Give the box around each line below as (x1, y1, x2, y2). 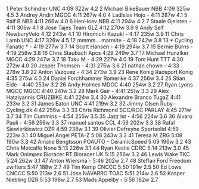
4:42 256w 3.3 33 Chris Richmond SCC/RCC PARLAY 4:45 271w (33, 107, 192, 113)
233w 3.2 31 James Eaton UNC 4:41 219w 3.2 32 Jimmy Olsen (6, 100, 159, 107)
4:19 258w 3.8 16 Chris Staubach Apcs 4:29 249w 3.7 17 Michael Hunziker (6, 49, 189, 56)
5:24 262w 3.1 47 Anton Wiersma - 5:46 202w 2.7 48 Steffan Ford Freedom (6, 157, 192, 164)
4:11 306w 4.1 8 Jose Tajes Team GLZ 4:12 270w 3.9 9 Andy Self (6, 24, 164, 31)
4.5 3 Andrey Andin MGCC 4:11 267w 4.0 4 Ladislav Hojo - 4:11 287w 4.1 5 (6, 11, 188, 18)
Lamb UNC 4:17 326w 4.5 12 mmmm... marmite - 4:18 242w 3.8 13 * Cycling (6, 37, 194, 44)
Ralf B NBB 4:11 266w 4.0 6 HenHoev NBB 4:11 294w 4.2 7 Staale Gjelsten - (6, 18, 192, 24)
